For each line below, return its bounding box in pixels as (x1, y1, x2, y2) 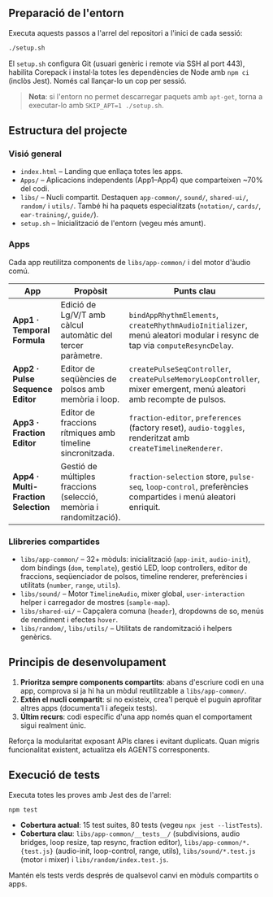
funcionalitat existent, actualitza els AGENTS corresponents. (8, 744, 210, 755)
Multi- (12, 481, 38, 492)
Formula (12, 334, 45, 346)
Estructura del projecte (8, 124, 128, 137)
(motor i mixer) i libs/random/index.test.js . (19, 855, 169, 864)
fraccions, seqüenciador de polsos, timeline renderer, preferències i (19, 571, 248, 581)
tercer (60, 339, 84, 351)
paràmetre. (60, 350, 103, 361)
